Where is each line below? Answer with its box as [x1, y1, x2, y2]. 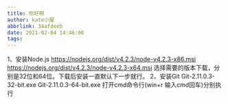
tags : [7, 36, 23, 42]
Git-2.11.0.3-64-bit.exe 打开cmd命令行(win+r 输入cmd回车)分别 [37, 81, 216, 89]
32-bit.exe [7, 81, 36, 89]
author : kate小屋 [7, 16, 55, 23]
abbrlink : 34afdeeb [7, 23, 63, 29]
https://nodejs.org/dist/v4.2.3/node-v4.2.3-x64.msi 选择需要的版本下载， [7, 64, 214, 72]
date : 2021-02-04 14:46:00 [7, 29, 84, 36]
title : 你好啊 [7, 10, 45, 17]
